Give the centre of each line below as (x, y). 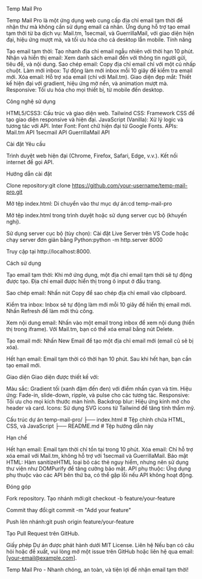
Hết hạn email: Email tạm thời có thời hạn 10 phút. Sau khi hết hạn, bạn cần (99, 359)
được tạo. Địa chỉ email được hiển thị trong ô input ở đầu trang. (84, 281)
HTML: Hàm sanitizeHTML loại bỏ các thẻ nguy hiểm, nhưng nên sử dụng (97, 462)
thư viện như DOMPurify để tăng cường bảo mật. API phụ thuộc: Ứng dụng (99, 469)
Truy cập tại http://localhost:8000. (49, 252)
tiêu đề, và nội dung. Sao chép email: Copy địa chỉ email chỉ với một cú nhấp (101, 64)
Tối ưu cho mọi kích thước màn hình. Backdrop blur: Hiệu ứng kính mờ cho (98, 401)
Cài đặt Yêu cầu (26, 144)
